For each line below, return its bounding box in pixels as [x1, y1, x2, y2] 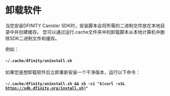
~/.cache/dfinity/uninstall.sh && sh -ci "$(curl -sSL [5, 81, 125, 86]
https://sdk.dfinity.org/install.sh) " [5, 85, 88, 91]
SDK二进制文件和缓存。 [9, 35, 60, 41]
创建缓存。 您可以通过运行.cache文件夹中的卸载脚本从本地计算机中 [18, 29, 161, 35]
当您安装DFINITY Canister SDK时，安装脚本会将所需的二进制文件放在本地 [5, 22, 161, 29]
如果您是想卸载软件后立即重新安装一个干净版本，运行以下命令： [5, 69, 140, 76]
